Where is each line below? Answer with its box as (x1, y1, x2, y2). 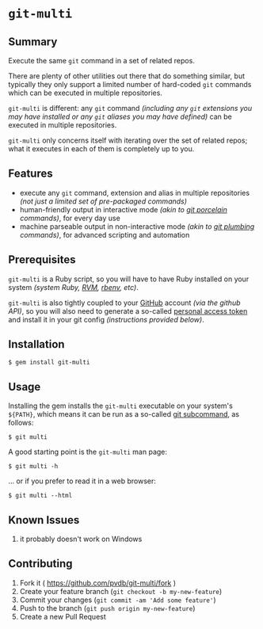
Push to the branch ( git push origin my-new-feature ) (19, 603, 196, 612)
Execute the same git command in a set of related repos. (8, 56, 196, 65)
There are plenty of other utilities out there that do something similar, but (8, 71, 246, 81)
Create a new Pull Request (19, 612, 107, 621)
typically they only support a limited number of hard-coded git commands (8, 80, 252, 89)
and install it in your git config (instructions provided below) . (8, 314, 204, 324)
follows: (8, 418, 34, 428)
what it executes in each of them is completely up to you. (8, 144, 195, 153)
